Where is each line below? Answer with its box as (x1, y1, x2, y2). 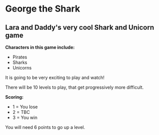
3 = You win (12, 114, 38, 120)
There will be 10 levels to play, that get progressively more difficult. (5, 84, 144, 90)
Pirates (12, 54, 28, 60)
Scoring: (5, 94, 24, 100)
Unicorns (12, 65, 32, 71)
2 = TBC (12, 109, 30, 115)
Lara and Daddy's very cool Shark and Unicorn (5, 23, 154, 32)
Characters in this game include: (5, 44, 75, 50)
